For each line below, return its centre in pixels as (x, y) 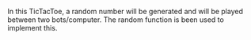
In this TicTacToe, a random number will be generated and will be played (125, 11)
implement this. (32, 28)
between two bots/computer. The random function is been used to (116, 20)
